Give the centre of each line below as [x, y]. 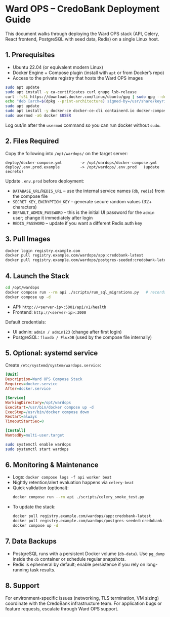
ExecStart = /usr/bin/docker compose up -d [50, 407]
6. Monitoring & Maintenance [52, 465]
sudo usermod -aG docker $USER [38, 116]
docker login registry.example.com [43, 251]
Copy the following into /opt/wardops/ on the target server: [67, 153]
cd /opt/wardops [22, 287]
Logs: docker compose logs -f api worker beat [62, 477]
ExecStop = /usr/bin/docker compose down [47, 412]
